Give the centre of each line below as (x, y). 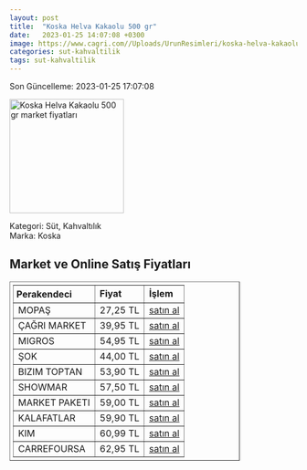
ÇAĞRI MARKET (52, 325)
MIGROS (36, 340)
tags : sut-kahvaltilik (53, 60)
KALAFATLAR (47, 418)
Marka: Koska (35, 235)
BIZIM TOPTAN (50, 371)
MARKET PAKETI (54, 402)
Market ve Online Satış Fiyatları (101, 264)
